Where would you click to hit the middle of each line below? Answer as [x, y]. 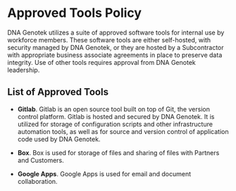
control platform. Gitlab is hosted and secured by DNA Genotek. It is [116, 116]
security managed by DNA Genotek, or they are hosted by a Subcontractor [116, 47]
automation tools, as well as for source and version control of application [123, 131]
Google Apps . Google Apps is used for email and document [104, 173]
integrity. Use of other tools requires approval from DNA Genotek [101, 62]
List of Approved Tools [58, 92]
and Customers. [41, 160]
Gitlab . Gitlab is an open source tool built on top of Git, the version [113, 109]
